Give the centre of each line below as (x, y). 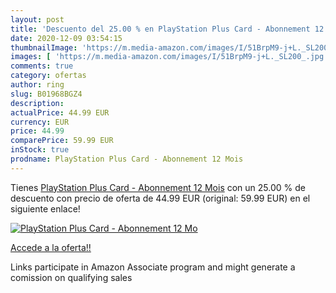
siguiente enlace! (45, 208)
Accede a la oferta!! (51, 247)
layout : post (37, 19)
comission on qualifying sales (71, 277)
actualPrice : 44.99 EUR (60, 112)
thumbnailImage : (44, 47)
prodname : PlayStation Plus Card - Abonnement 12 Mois (127, 159)
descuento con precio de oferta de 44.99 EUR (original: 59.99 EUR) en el (160, 198)
